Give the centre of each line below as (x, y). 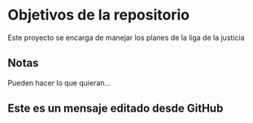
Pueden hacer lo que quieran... (59, 82)
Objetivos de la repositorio (99, 15)
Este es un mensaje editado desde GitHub (116, 109)
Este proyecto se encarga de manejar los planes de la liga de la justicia (126, 37)
